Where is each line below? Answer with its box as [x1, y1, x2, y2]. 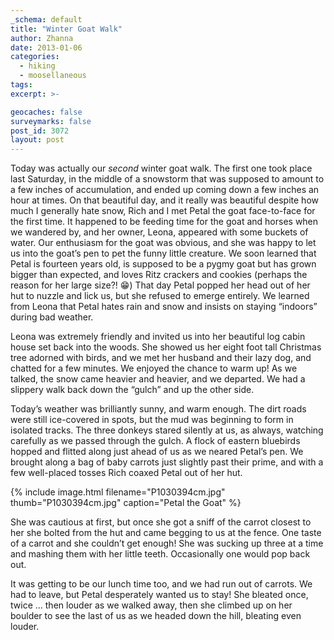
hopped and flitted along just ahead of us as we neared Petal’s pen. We [10, 446, 304, 458]
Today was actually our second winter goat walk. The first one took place [10, 162, 313, 175]
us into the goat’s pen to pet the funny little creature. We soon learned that [10, 247, 317, 260]
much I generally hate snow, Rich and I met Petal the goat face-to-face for [10, 205, 316, 217]
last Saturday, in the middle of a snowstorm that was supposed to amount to [10, 173, 325, 185]
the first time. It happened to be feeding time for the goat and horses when [10, 216, 319, 228]
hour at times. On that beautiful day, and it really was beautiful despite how [10, 194, 319, 206]
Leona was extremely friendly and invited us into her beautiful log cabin [10, 331, 306, 343]
